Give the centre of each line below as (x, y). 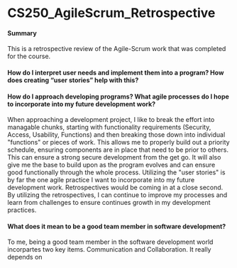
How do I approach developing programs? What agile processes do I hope (118, 96)
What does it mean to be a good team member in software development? (117, 226)
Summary (22, 33)
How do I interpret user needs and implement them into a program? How (116, 72)
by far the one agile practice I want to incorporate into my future (101, 180)
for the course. (29, 56)
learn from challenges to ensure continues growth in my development (109, 203)
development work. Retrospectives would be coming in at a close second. (115, 188)
